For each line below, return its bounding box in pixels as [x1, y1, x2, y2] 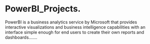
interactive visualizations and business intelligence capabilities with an [5, 24, 146, 30]
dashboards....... [5, 34, 38, 40]
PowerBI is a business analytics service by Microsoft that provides [5, 19, 137, 25]
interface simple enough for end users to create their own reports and [5, 29, 144, 35]
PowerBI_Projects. [5, 3, 81, 14]
